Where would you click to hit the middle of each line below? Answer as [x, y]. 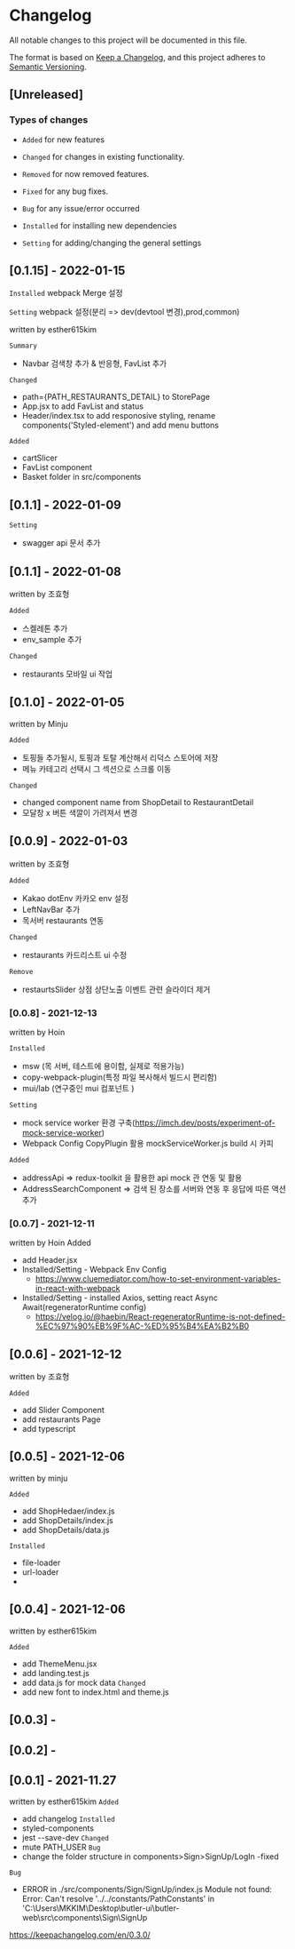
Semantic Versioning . [48, 67]
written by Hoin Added [50, 1243]
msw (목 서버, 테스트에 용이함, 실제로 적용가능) [103, 1066]
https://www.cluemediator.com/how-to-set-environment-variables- [158, 1279]
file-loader [41, 1562]
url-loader [40, 1572]
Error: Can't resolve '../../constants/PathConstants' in [118, 1899]
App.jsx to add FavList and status [83, 406]
